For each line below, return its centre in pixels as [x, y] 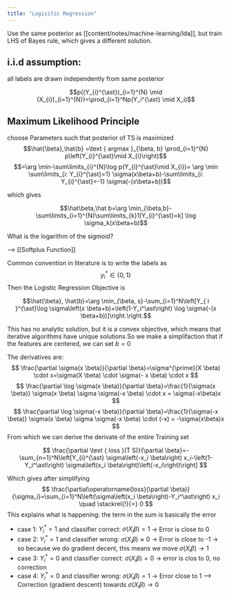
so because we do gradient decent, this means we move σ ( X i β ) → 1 [113, 549]
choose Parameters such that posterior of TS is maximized [90, 138]
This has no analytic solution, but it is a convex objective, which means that [114, 329]
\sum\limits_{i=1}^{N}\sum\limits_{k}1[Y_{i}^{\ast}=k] [110, 215]
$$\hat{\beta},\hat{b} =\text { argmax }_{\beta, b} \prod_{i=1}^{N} [116, 148]
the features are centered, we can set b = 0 [69, 343]
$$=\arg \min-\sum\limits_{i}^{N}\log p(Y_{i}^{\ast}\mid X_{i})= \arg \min [116, 167]
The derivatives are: [36, 357]
